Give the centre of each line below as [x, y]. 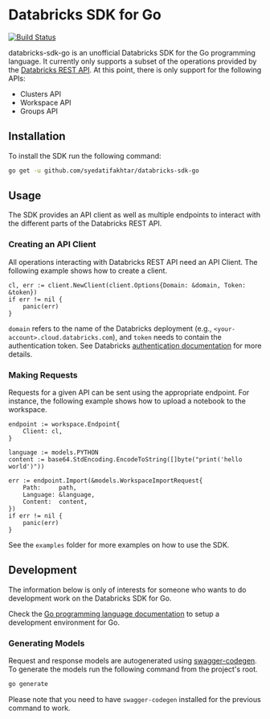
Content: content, [55, 502]
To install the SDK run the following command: [85, 155]
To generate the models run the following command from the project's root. [133, 669]
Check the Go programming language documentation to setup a [114, 614]
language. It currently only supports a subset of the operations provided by [133, 61]
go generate [28, 684]
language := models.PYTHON [53, 452]
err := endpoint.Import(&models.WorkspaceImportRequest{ [106, 481]
